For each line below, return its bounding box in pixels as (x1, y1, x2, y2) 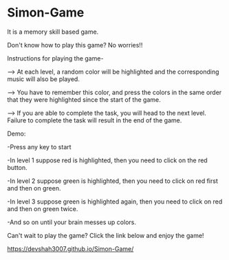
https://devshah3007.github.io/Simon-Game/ (7, 244, 134, 252)
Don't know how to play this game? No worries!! (7, 41, 143, 49)
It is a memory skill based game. (7, 28, 99, 36)
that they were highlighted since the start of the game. (7, 95, 161, 104)
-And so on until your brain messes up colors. (7, 218, 136, 226)
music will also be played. (7, 74, 80, 83)
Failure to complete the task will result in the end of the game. (7, 116, 182, 124)
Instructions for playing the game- (7, 54, 104, 63)
